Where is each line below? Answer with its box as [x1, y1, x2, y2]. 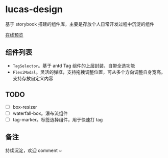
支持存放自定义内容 [12, 75, 54, 81]
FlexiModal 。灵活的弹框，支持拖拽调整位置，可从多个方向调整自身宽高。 [12, 69, 166, 75]
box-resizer [12, 104, 37, 110]
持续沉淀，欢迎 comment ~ [5, 147, 62, 153]
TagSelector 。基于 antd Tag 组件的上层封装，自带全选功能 [12, 62, 135, 69]
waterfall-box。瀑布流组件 [12, 110, 68, 116]
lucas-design [5, 4, 63, 15]
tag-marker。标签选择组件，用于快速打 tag [12, 116, 103, 122]
